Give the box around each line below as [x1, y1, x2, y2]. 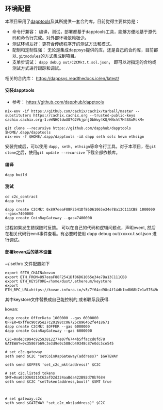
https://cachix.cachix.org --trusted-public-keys [33, 113, 136, 118]
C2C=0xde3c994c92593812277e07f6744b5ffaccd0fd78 [5, 337, 105, 342]
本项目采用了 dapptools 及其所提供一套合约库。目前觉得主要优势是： [5, 18, 140, 24]
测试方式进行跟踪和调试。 [12, 65, 64, 71]
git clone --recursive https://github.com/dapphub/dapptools [5, 126, 131, 131]
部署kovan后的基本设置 [5, 249, 52, 255]
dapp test [5, 198, 25, 204]
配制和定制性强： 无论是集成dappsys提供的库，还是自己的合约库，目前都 [12, 47, 158, 52]
